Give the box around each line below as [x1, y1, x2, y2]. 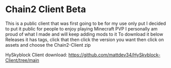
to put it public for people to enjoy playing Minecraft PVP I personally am [5, 25, 158, 31]
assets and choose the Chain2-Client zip [5, 42, 91, 48]
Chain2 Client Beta [5, 4, 86, 15]
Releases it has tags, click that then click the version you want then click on [5, 37, 164, 43]
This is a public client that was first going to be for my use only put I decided [5, 20, 166, 26]
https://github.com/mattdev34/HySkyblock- [68, 52, 161, 58]
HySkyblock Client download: [5, 52, 67, 58]
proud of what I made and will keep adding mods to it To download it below [5, 31, 163, 37]
